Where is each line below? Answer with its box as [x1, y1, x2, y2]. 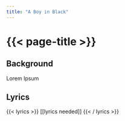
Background [6, 58, 53, 69]
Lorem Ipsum [6, 75, 39, 82]
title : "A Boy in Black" [6, 8, 69, 15]
